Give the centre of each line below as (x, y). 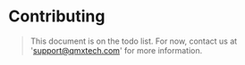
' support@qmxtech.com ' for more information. (116, 50)
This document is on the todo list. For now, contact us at (134, 41)
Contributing (57, 16)
